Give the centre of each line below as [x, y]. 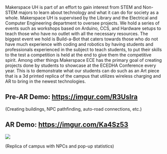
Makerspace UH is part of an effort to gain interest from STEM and [74, 7]
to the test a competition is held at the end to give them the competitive [79, 55]
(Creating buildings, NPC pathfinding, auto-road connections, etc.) [74, 109]
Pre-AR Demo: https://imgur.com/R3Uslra [72, 97]
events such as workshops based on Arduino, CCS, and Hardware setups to [83, 28]
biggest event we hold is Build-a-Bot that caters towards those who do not [82, 39]
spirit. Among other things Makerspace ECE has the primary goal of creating [83, 60]
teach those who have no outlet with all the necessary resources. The [77, 34]
